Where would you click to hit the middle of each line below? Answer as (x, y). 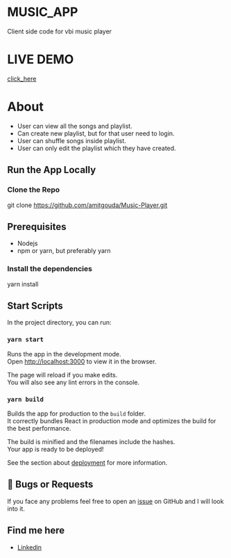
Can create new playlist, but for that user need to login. (96, 133)
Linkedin (29, 547)
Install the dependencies (50, 269)
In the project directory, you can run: (59, 322)
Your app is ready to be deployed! (55, 450)
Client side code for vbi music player (60, 31)
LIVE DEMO (41, 59)
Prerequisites (37, 227)
